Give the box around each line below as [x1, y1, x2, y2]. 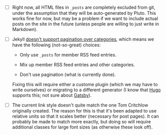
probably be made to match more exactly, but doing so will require [12, 119, 151, 125]
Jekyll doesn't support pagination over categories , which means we [12, 36, 154, 42]
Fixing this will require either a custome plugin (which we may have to [12, 82, 158, 88]
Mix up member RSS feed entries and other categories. [19, 62, 135, 68]
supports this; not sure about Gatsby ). [12, 92, 92, 98]
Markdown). [12, 26, 38, 33]
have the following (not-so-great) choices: [12, 42, 101, 48]
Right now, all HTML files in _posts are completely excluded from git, [12, 5, 155, 10]
